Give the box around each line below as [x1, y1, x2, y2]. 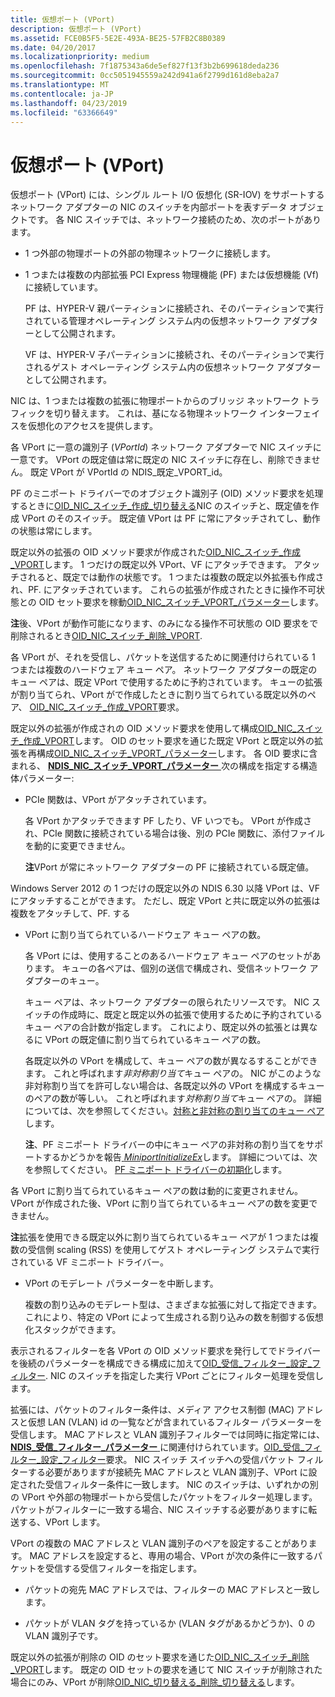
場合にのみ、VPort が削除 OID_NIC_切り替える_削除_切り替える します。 [10, 1676, 300, 1688]
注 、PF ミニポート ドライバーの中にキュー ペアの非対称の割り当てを [24, 1139, 307, 1151]
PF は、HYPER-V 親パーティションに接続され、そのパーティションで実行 [24, 302, 324, 315]
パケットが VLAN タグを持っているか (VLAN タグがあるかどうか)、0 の [24, 1617, 316, 1630]
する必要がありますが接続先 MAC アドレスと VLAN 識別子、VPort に [27, 1466, 309, 1478]
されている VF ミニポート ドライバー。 [10, 1256, 169, 1268]
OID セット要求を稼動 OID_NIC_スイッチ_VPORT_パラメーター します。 [38, 596, 325, 608]
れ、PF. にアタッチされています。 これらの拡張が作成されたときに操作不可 [10, 584, 317, 596]
